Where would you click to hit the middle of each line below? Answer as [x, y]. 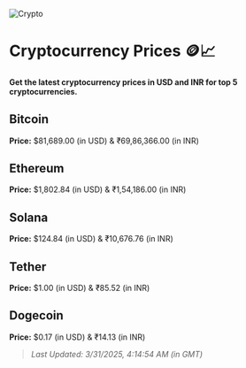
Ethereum [37, 168]
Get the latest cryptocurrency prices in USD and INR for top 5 [123, 82]
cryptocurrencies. [43, 91]
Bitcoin [29, 119]
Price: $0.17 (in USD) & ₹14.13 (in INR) [77, 337]
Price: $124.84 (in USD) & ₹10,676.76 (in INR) [92, 239]
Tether [28, 267]
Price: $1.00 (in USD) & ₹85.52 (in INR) [80, 288]
